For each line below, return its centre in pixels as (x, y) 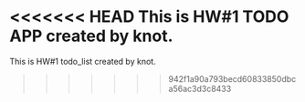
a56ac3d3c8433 (200, 88)
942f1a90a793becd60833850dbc (232, 78)
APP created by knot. (91, 36)
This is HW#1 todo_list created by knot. (83, 61)
